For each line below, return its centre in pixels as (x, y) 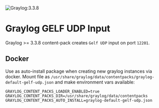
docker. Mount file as (28, 76)
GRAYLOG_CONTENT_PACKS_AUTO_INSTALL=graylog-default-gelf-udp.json (79, 100)
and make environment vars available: (95, 82)
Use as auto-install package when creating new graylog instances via (79, 71)
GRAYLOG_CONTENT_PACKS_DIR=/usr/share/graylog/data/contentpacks (76, 96)
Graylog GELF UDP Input (58, 29)
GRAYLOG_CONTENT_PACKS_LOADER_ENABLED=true (53, 91)
